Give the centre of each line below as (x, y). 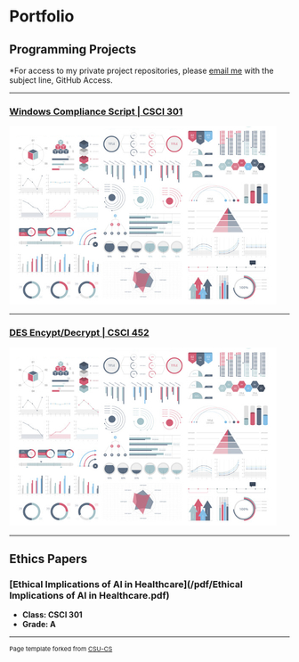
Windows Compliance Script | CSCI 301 (96, 111)
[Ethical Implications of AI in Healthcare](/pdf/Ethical (126, 584)
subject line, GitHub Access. (61, 80)
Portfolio (42, 16)
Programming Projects (73, 49)
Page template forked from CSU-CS (61, 649)
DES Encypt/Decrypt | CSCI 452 (79, 333)
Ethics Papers (48, 559)
